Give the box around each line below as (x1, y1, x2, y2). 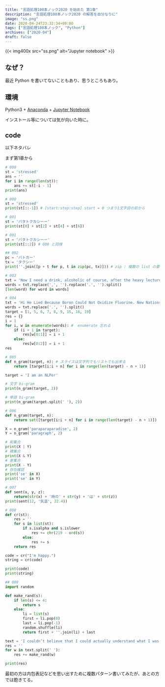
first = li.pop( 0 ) (23, 616, 60, 621)
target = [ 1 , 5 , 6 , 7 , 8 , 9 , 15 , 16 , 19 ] (5, 310, 91, 315)
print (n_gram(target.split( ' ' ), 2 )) (5, 399, 82, 405)
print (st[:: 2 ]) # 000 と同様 (5, 241, 63, 247)
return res (14, 544, 36, 549)
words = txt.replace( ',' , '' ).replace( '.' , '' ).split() (5, 282, 122, 287)
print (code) (5, 566, 29, 572)
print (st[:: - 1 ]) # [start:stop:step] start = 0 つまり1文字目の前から (5, 206, 145, 211)
